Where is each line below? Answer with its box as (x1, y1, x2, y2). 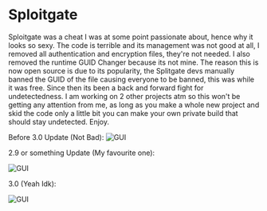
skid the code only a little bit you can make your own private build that (8, 108, 238, 117)
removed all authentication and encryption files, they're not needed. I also (8, 49, 251, 58)
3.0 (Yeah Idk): (8, 178, 57, 189)
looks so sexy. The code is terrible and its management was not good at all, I (8, 40, 260, 50)
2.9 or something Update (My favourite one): (8, 148, 155, 157)
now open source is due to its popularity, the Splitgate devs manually (8, 66, 235, 75)
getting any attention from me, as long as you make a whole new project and (8, 100, 260, 109)
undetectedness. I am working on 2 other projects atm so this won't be (8, 91, 241, 101)
